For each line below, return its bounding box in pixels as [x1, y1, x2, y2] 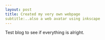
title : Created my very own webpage [5, 12, 80, 17]
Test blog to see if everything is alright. [5, 30, 85, 36]
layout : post [5, 7, 32, 12]
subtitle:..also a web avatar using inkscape [5, 16, 100, 21]
